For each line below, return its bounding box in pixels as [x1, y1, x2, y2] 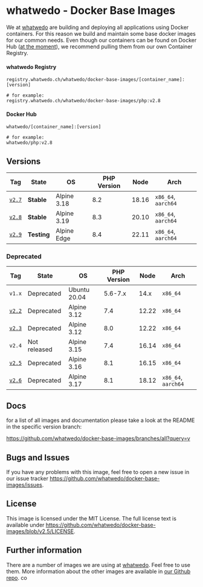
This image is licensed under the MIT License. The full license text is [6, 514, 177, 522]
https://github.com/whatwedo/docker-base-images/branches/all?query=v [6, 435, 190, 442]
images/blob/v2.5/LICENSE [6, 527, 74, 535]
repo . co [6, 574, 27, 581]
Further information [6, 545, 82, 556]
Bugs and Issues [6, 452, 70, 462]
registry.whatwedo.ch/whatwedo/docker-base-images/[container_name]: [6, 77, 185, 83]
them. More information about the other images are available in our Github [6, 568, 191, 575]
